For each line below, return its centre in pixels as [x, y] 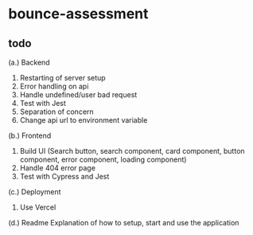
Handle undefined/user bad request [78, 95]
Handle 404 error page [57, 168]
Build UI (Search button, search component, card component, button [132, 151]
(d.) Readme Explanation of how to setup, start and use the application [124, 223]
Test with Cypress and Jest [64, 176]
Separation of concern [56, 112]
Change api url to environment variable [84, 120]
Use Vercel [38, 207]
